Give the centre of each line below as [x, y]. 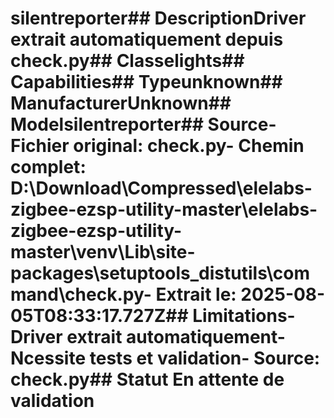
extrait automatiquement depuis [147, 39]
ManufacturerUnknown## [121, 103]
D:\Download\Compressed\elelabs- [161, 188]
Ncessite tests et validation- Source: [165, 358]
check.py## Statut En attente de [147, 379]
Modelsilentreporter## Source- [143, 124]
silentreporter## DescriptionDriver [158, 18]
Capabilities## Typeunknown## [146, 82]
